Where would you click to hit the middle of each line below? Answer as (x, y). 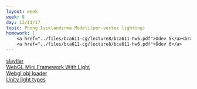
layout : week (22, 11)
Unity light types (26, 79)
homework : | (21, 33)
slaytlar (15, 61)
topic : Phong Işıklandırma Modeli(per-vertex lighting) (76, 28)
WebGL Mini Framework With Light (48, 67)
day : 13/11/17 (23, 22)
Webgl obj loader (27, 73)
